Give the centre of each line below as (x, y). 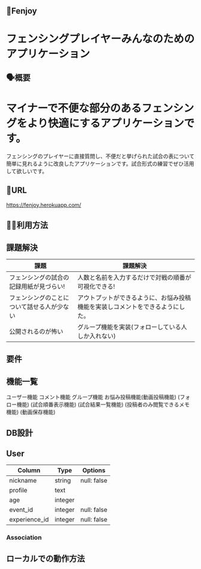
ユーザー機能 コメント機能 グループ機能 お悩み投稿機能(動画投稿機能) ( (93, 397)
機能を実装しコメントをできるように (128, 307)
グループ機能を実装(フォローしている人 (132, 327)
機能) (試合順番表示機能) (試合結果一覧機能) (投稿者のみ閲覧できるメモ (103, 405)
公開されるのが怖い (36, 331)
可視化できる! (96, 286)
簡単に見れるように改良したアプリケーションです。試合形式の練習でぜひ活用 (100, 163)
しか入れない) (97, 336)
